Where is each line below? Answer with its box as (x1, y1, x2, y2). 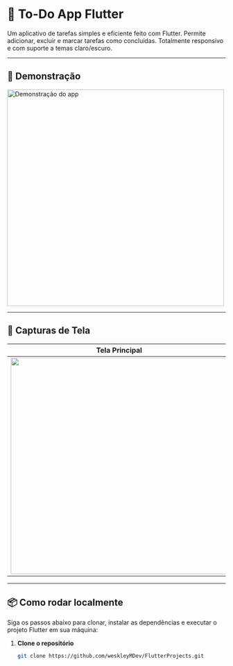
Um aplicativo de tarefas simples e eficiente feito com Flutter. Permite (7, 29, 206, 37)
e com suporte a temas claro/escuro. (7, 44, 113, 52)
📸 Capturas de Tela (7, 325, 91, 337)
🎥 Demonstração (7, 71, 81, 82)
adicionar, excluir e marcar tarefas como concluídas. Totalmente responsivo (7, 36, 224, 44)
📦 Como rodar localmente (7, 596, 123, 608)
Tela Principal (96, 345, 142, 355)
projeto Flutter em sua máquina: (7, 626, 98, 634)
